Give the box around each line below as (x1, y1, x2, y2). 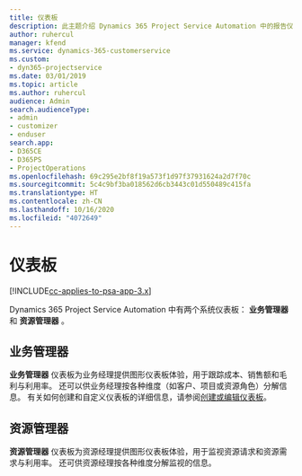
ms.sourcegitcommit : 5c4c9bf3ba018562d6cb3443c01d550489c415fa (9, 181, 252, 190)
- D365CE (9, 146, 42, 155)
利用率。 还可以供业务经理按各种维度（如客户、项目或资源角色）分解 (24, 381, 280, 392)
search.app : (9, 138, 54, 147)
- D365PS (9, 154, 42, 164)
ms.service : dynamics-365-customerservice (9, 47, 171, 56)
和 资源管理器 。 (9, 315, 69, 326)
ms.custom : (9, 55, 50, 64)
